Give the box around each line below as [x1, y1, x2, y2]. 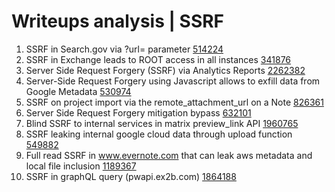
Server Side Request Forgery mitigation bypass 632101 [25, 106, 252, 119]
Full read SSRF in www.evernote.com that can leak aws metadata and [25, 149, 313, 161]
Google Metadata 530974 [25, 85, 132, 97]
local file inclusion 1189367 [25, 160, 137, 172]
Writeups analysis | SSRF [11, 10, 225, 33]
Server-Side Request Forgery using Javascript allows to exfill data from [25, 75, 321, 87]
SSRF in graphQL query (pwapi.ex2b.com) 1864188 [25, 170, 237, 182]
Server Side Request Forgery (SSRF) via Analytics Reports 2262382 [25, 64, 306, 76]
